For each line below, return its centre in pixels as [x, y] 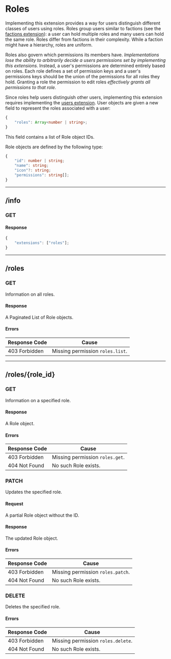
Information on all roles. [30, 294]
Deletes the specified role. [33, 607]
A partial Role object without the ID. [42, 515]
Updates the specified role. [34, 492]
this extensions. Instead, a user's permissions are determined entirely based [85, 65]
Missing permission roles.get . [88, 457]
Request [15, 504]
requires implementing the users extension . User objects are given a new [82, 102]
